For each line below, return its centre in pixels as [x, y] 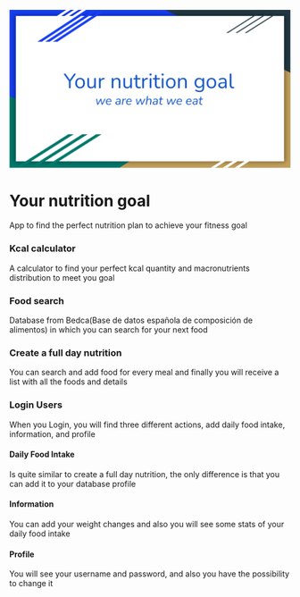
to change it [31, 584]
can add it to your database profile [73, 483]
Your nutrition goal [80, 201]
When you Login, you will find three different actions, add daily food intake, [147, 425]
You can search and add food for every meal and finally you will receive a [144, 373]
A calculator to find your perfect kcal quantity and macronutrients [129, 268]
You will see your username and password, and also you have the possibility [150, 574]
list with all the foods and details [68, 382]
